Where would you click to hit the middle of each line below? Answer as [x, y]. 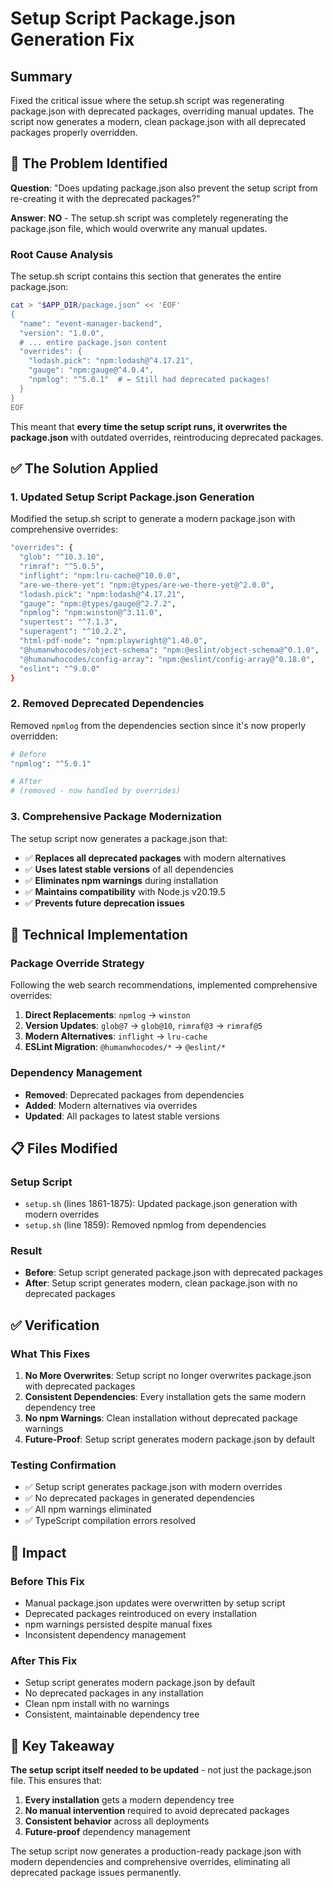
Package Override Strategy [77, 963]
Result [26, 1251]
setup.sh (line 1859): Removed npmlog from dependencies [145, 1225]
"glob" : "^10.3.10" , [62, 557]
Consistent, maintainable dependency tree [112, 1714]
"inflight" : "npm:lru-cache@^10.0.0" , [100, 575]
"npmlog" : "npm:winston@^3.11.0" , [91, 613]
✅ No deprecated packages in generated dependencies [139, 1498]
